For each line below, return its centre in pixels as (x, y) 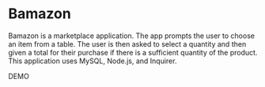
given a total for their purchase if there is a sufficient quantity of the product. (133, 52)
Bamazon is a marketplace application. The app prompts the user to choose (132, 36)
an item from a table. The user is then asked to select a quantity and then (127, 43)
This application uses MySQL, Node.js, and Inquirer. (93, 61)
